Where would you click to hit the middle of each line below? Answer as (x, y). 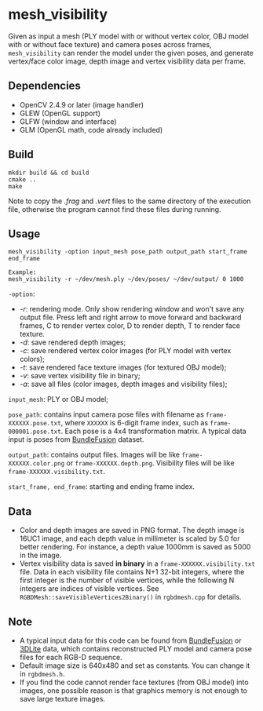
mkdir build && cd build (49, 173)
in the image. (40, 556)
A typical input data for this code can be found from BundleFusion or (130, 640)
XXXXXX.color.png (37, 464)
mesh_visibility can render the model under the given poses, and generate (131, 53)
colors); (32, 359)
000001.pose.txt (35, 432)
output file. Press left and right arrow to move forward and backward (130, 317)
